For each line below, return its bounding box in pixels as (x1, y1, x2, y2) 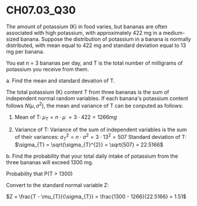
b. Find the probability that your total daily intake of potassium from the (6, 152, 178, 160)
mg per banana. (6, 48, 45, 55)
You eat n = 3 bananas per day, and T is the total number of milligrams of (6, 59, 183, 67)
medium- (162, 29, 185, 36)
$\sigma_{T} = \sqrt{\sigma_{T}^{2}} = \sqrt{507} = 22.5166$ (14, 141, 163, 148)
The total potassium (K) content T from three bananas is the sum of (6, 88, 169, 95)
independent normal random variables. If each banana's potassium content (6, 95, 188, 102)
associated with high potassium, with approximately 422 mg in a (6, 29, 162, 36)
